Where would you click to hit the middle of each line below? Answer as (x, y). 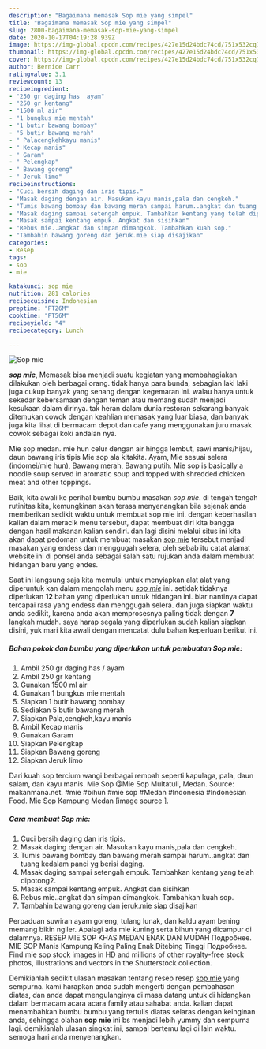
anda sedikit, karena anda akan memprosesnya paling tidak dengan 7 (122, 614)
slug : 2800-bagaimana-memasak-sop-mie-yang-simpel (94, 30)
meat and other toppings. (50, 483)
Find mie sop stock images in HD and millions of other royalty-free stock (126, 954)
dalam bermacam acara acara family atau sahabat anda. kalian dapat (121, 1003)
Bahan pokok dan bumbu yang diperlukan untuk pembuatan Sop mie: (126, 648)
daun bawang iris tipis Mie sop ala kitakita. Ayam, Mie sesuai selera (118, 457)
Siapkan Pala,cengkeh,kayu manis (76, 719)
